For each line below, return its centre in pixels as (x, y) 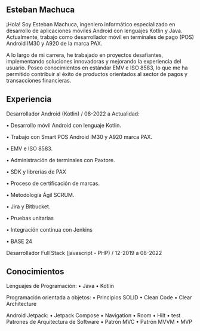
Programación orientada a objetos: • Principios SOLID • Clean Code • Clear (99, 297)
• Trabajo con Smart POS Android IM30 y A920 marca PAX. (79, 136)
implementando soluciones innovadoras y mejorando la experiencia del (94, 61)
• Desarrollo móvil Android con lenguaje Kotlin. (64, 125)
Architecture (21, 304)
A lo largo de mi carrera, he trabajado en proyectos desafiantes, (85, 55)
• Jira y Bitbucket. (28, 207)
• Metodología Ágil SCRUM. (40, 195)
